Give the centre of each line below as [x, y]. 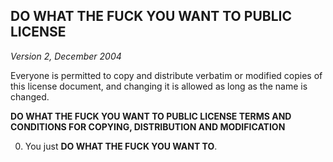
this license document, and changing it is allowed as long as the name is [159, 86]
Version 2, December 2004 [66, 56]
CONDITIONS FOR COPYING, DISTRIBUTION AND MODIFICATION [148, 126]
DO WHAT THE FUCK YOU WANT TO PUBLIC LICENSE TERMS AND [151, 116]
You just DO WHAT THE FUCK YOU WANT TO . [121, 146]
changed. [30, 96]
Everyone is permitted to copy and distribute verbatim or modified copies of [166, 75]
